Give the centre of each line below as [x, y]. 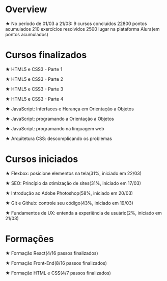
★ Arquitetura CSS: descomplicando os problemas [59, 138]
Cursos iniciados [42, 159]
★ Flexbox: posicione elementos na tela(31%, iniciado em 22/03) [73, 173]
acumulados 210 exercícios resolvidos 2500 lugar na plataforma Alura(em [82, 29]
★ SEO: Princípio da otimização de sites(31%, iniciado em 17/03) [73, 183]
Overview [26, 9]
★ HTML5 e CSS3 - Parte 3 [34, 89]
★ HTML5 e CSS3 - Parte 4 [34, 99]
